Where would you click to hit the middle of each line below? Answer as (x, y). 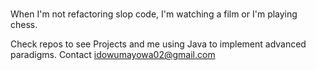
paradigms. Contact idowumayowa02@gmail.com (113, 55)
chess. (24, 25)
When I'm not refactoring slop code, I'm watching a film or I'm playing (154, 14)
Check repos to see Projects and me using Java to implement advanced (158, 44)
